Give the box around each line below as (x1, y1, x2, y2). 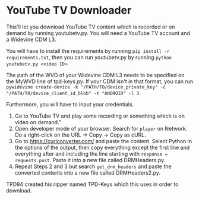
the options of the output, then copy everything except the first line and (14, 144, 190, 151)
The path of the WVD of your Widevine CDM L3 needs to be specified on (6, 71, 185, 78)
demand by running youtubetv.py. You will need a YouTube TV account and (6, 29, 191, 36)
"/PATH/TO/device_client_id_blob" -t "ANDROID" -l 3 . (6, 89, 141, 96)
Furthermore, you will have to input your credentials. (6, 100, 134, 108)
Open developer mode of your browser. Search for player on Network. (14, 125, 188, 132)
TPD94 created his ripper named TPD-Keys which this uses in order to (6, 181, 179, 188)
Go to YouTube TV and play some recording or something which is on (14, 112, 185, 119)
